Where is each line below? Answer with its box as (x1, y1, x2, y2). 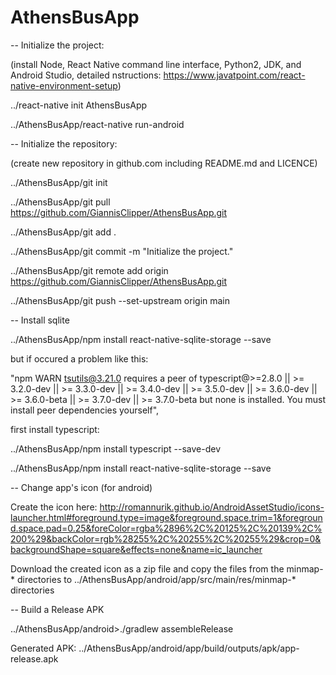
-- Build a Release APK (10, 603, 105, 615)
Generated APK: (10, 642, 77, 654)
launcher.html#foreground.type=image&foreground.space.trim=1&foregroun (10, 511, 323, 523)
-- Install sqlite (10, 314, 70, 326)
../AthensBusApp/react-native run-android (10, 118, 185, 130)
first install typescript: (10, 423, 100, 435)
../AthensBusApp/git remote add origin (10, 264, 169, 276)
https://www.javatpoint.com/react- (163, 69, 306, 81)
